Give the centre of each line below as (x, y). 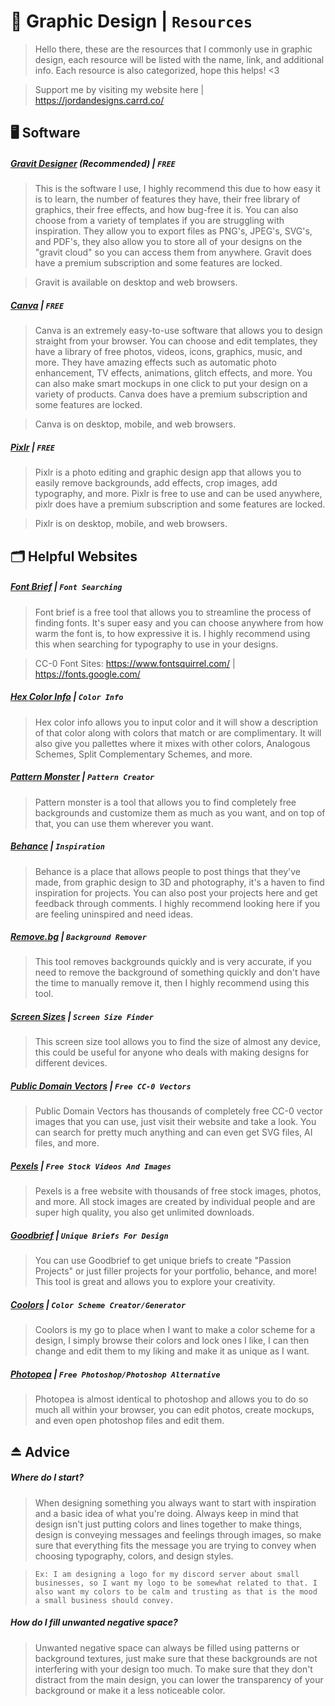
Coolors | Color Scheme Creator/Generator (98, 1304)
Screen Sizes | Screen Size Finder (82, 1017)
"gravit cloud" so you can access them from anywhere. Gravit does (173, 252)
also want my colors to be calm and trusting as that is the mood (176, 1591)
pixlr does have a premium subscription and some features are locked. (180, 504)
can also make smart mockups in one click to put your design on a (171, 384)
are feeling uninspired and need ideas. (114, 914)
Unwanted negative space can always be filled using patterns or (167, 1647)
